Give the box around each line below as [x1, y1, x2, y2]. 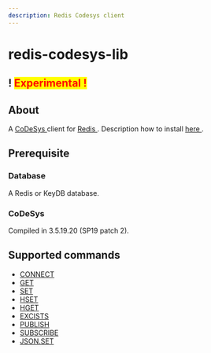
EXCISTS [19, 311, 50, 321]
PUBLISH [19, 319, 50, 329]
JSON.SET [19, 336, 54, 346]
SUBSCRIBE [19, 328, 59, 337]
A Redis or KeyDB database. [8, 188, 100, 197]
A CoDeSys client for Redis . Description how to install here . [8, 124, 205, 134]
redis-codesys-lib [8, 45, 128, 63]
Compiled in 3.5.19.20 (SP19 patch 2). [8, 226, 130, 235]
